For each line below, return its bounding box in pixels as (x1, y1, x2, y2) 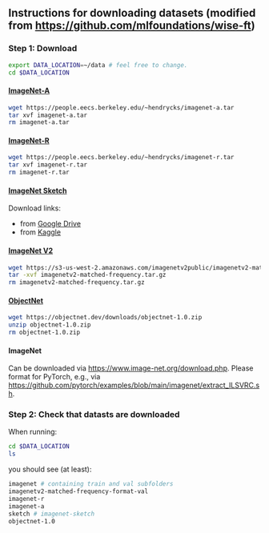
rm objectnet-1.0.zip (8, 328, 81, 337)
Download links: (8, 203, 62, 213)
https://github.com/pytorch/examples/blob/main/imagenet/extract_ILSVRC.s (8, 380, 260, 391)
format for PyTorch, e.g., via (8, 372, 101, 382)
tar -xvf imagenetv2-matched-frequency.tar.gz (8, 271, 167, 279)
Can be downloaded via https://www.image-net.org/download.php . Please (8, 363, 254, 373)
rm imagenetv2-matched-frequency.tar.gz (8, 279, 146, 287)
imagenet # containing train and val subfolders (8, 480, 174, 488)
